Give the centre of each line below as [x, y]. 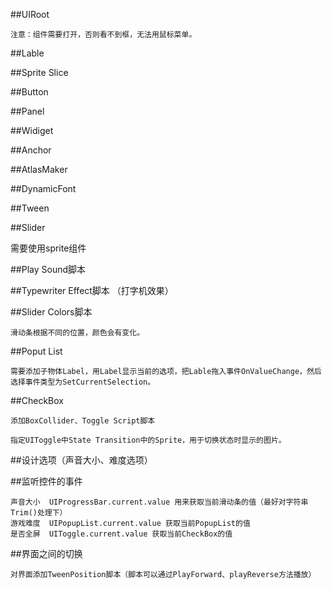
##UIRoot [30, 14]
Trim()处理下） [39, 513]
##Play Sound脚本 [48, 269]
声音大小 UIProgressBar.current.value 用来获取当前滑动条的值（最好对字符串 [159, 502]
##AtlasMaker [39, 169]
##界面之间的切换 [46, 553]
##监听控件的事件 [46, 481]
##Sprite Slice [39, 72]
